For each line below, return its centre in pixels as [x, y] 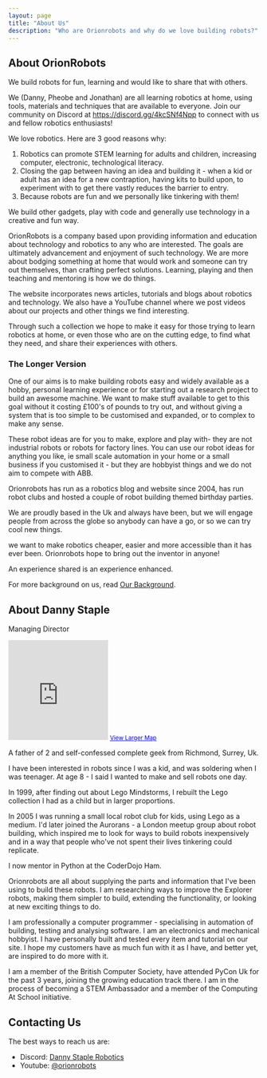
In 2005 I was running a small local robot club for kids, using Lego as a [124, 817]
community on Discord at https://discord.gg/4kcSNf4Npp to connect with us [134, 115]
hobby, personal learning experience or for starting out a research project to [133, 390]
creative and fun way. [44, 221]
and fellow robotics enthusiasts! [61, 123]
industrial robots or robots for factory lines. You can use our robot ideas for [132, 448]
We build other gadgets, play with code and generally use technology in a [129, 212]
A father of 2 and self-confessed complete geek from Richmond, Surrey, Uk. [133, 753]
